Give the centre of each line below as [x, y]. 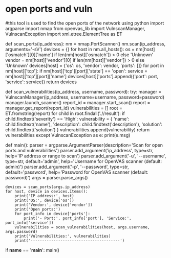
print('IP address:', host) [44, 196]
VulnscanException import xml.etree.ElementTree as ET [64, 34]
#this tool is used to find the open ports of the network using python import [85, 23]
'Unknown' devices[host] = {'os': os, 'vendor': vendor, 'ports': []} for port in [85, 65]
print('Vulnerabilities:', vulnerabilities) [63, 236]
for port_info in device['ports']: [52, 214]
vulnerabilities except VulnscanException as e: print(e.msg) [68, 135]
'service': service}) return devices [41, 82]
